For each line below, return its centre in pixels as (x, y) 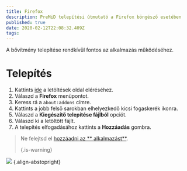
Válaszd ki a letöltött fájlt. (45, 121)
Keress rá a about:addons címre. (53, 102)
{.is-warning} (36, 150)
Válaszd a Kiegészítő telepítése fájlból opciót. (70, 115)
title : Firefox (25, 11)
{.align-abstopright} (37, 162)
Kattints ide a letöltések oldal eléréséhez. (64, 90)
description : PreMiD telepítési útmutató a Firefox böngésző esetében (94, 17)
